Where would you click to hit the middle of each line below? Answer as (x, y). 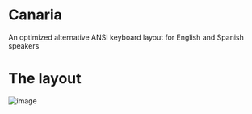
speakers (24, 45)
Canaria (36, 15)
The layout (45, 79)
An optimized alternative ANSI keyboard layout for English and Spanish (126, 37)
